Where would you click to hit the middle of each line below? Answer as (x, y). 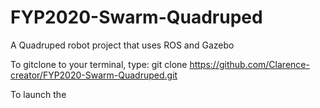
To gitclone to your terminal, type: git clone (99, 64)
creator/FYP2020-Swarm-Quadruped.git (94, 75)
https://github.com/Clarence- (249, 64)
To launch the (38, 94)
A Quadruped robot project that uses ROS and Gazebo (122, 45)
